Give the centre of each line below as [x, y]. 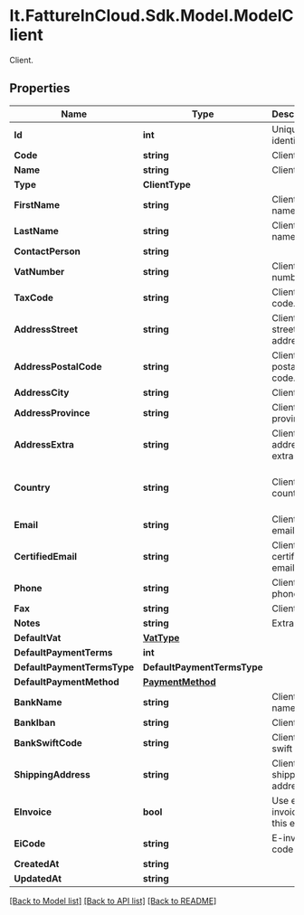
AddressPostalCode [58, 366]
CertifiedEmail [46, 556]
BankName [38, 702]
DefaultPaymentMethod [66, 682]
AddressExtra [44, 444]
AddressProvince [52, 412]
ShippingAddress [52, 774]
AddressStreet [46, 329]
